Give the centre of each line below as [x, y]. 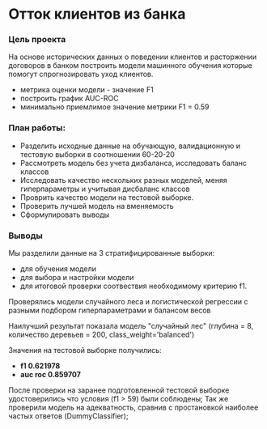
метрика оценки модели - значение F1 [87, 90]
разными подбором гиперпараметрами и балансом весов [110, 310]
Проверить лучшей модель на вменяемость [97, 206]
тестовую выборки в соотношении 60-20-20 [97, 154]
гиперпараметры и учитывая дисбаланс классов [105, 189]
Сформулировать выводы [65, 214]
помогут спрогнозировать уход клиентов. [81, 74]
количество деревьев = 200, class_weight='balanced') [102, 335]
